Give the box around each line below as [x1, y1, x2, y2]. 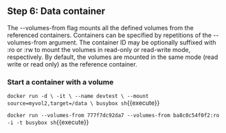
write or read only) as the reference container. [7, 60, 137, 68]
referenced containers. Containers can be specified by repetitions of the [7, 31, 212, 39]
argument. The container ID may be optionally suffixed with [48, 38, 216, 47]
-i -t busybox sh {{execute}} [7, 118, 89, 126]
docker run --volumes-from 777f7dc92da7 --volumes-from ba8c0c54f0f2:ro [7, 112, 220, 119]
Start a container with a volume [7, 77, 114, 86]
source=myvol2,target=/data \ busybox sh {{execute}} [7, 99, 160, 107]
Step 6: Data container [7, 5, 106, 17]
